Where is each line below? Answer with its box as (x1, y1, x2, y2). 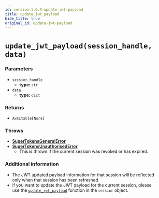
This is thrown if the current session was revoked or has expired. (19, 148, 148, 154)
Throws (5, 127, 24, 134)
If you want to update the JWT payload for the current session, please (12, 182, 152, 188)
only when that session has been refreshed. (12, 177, 100, 182)
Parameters (5, 66, 33, 72)
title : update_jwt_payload (5, 12, 59, 16)
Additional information (5, 161, 59, 167)
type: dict (19, 92, 40, 98)
